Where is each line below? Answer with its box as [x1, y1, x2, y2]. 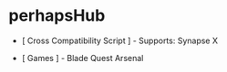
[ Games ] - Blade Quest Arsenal [21, 52, 144, 63]
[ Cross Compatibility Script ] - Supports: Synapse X [21, 35, 219, 46]
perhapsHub [8, 5, 106, 26]
